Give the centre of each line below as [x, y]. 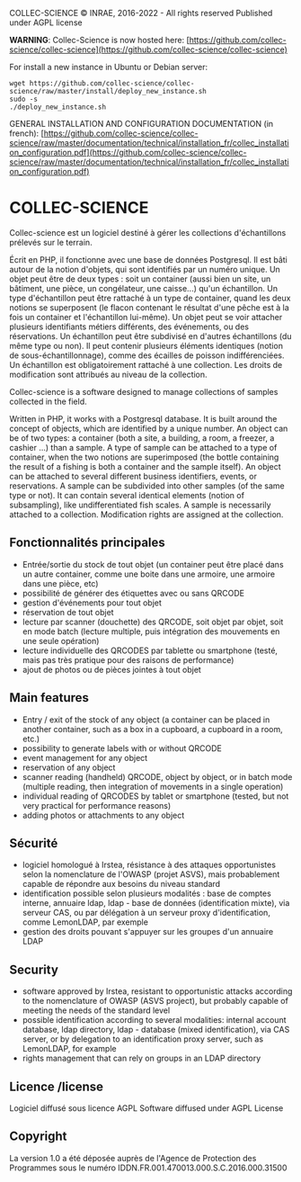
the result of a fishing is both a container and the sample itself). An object [145, 466]
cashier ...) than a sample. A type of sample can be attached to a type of [143, 447]
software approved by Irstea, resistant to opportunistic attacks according [157, 991]
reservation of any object [69, 767]
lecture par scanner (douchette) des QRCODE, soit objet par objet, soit [153, 622]
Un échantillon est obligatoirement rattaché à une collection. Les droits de [146, 364]
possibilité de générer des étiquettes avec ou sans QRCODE [133, 593]
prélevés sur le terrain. [51, 242]
